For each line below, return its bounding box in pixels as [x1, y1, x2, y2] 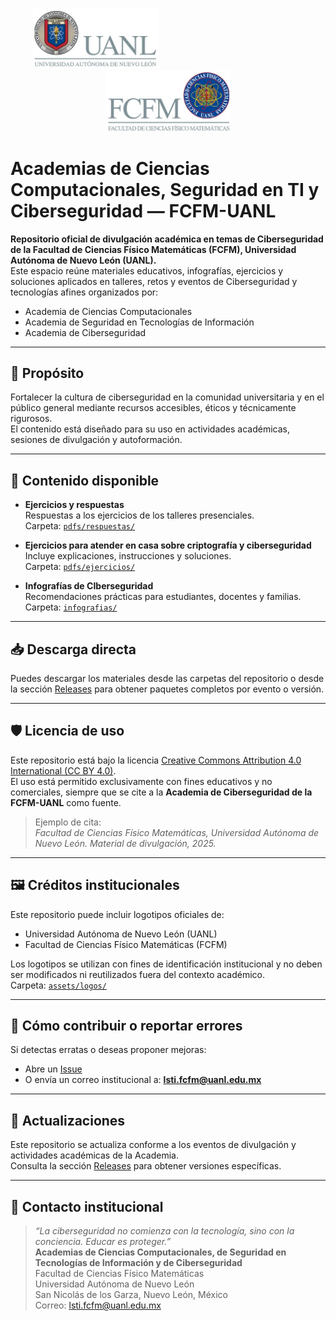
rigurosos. [10, 413, 53, 425]
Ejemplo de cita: [34, 816, 102, 828]
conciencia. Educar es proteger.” [34, 1236, 172, 1248]
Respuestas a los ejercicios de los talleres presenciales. [24, 509, 255, 522]
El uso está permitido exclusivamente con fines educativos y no [10, 775, 273, 787]
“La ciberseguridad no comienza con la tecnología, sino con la [34, 1225, 295, 1237]
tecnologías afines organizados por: [10, 286, 159, 298]
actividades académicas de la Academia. [10, 1149, 179, 1162]
